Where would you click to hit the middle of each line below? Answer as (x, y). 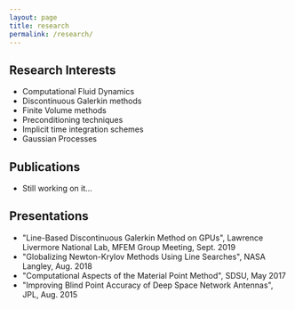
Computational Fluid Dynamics (78, 92)
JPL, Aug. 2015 (50, 294)
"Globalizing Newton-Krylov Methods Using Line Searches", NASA (144, 256)
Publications (45, 167)
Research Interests (63, 70)
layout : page (33, 17)
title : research (39, 26)
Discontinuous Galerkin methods (82, 101)
